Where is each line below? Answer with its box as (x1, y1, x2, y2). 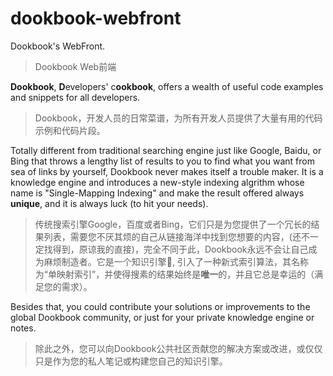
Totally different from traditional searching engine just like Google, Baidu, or (10, 144, 322, 156)
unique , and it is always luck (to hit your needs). (10, 197, 209, 209)
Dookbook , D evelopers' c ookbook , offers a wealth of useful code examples (10, 80, 324, 92)
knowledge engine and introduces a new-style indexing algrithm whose (10, 176, 305, 188)
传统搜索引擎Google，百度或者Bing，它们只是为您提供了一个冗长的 (34, 218, 312, 230)
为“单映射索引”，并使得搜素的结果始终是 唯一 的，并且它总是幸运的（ (34, 268, 315, 280)
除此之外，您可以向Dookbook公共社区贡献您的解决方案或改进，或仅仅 (34, 342, 323, 354)
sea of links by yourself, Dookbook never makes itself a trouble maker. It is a (10, 165, 324, 177)
